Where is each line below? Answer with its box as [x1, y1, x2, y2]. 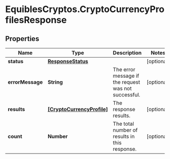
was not [113, 85, 132, 92]
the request [113, 79, 141, 85]
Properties [5, 34, 39, 43]
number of [113, 127, 138, 133]
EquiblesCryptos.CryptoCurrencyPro [5, 4, 165, 15]
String [48, 79, 63, 85]
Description [113, 49, 142, 56]
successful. [113, 91, 141, 98]
